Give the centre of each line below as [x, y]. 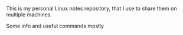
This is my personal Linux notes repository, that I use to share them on [91, 8]
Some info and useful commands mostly [55, 26]
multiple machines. [29, 15]
